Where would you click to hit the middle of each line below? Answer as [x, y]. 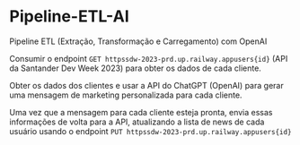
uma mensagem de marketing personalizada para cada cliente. [126, 95]
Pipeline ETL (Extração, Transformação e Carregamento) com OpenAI [138, 41]
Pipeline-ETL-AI [70, 17]
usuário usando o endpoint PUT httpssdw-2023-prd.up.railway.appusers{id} [150, 131]
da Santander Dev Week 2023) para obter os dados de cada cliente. [136, 68]
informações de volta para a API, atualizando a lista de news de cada [137, 122]
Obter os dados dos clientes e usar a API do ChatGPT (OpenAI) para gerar [147, 85]
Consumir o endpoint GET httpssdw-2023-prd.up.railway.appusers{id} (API [149, 58]
